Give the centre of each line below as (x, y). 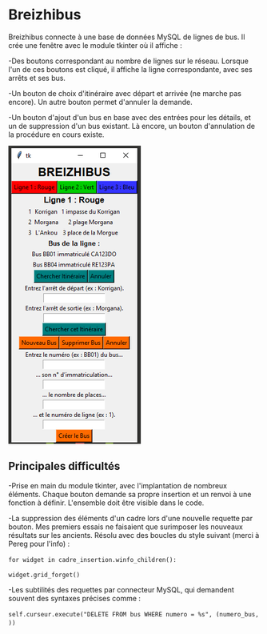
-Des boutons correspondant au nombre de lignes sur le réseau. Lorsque (129, 61)
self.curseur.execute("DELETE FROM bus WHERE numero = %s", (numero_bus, (134, 614)
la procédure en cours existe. (56, 134)
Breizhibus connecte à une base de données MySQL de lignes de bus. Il (127, 37)
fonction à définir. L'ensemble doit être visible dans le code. (106, 503)
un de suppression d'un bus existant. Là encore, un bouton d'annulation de (132, 126)
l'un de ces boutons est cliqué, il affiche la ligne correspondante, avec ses (131, 69)
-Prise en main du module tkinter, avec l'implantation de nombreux (118, 485)
